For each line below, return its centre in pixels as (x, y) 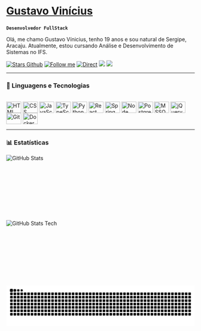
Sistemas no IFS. (27, 52)
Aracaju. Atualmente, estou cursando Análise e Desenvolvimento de (90, 46)
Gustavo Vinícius (50, 11)
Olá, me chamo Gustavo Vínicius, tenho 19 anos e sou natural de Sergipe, (96, 39)
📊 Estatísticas (28, 143)
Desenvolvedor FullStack (37, 28)
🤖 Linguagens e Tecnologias (48, 85)
